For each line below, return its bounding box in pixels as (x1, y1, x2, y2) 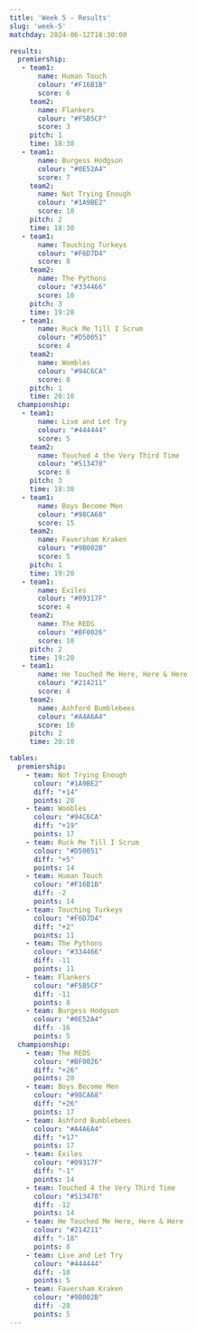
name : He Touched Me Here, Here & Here (37, 670, 188, 680)
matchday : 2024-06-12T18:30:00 (9, 30, 127, 39)
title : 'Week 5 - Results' (9, 13, 111, 23)
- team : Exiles (25, 1150, 83, 1159)
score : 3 (37, 122, 70, 131)
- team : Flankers (25, 972, 91, 981)
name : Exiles (37, 585, 88, 594)
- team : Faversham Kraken (25, 1284, 124, 1294)
